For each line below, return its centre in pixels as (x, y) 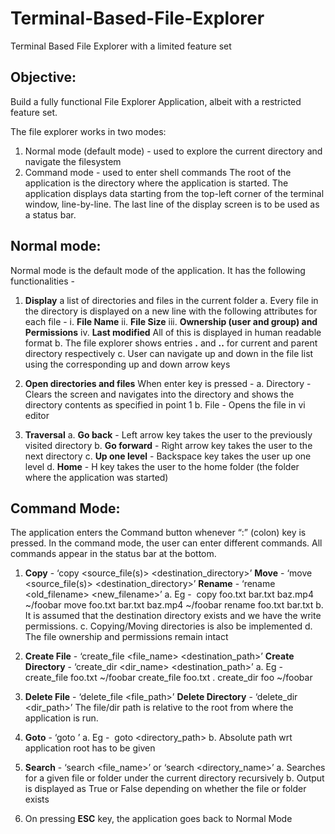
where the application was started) (96, 477)
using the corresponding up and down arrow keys (127, 364)
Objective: (43, 77)
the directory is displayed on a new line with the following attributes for (171, 311)
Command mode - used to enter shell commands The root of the (158, 172)
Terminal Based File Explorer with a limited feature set (121, 46)
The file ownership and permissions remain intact (126, 637)
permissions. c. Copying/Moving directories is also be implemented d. (168, 626)
